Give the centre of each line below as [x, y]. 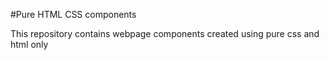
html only [29, 44]
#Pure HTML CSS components [73, 14]
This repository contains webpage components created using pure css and [165, 33]
